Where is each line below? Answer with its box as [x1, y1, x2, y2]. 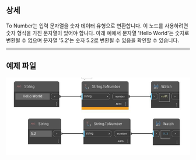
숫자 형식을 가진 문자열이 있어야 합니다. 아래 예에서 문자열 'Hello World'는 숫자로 [6, 29, 190, 36]
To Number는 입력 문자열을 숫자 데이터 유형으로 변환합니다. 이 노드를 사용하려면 [6, 22, 188, 29]
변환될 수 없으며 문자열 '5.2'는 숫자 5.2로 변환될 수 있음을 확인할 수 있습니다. [6, 37, 180, 44]
